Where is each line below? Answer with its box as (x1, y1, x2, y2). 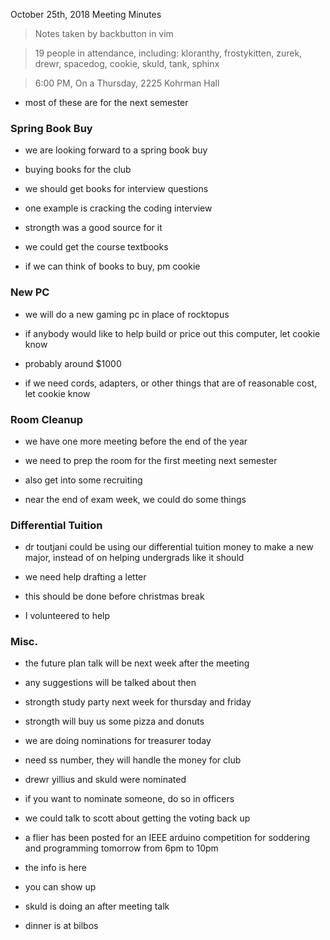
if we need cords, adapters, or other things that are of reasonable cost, (24, 377, 318, 389)
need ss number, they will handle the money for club (24, 754, 242, 766)
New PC (10, 285, 50, 299)
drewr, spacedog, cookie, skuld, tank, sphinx (34, 58, 220, 69)
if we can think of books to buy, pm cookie (24, 260, 201, 273)
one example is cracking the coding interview (24, 202, 213, 214)
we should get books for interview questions (24, 183, 209, 195)
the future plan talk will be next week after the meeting (24, 657, 250, 669)
